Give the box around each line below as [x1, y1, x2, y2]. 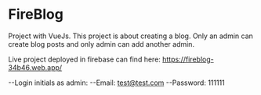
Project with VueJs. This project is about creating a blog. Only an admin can [8, 31, 253, 40]
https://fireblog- [161, 55, 214, 64]
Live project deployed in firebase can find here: [8, 55, 161, 64]
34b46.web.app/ [8, 62, 63, 72]
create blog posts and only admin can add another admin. [8, 39, 194, 48]
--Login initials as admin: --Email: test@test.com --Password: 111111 [8, 78, 225, 87]
